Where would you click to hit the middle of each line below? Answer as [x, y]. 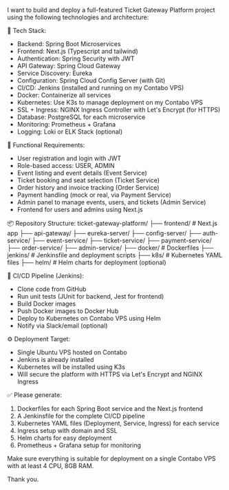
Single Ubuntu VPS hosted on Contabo [72, 352]
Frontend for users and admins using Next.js [80, 210]
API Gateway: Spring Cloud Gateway [69, 66]
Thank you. [23, 479]
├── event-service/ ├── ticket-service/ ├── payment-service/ [122, 241]
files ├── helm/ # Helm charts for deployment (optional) [87, 262]
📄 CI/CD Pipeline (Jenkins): [46, 276]
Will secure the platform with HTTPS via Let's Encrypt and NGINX [110, 374]
